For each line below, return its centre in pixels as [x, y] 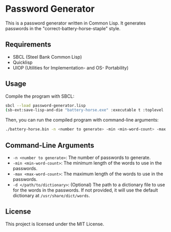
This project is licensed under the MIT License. [55, 224]
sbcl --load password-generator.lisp [46, 105]
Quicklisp [23, 62]
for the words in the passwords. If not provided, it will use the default [85, 190]
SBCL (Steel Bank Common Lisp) [47, 57]
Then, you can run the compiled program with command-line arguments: [82, 120]
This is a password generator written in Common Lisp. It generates [76, 23]
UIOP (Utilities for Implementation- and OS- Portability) [71, 67]
